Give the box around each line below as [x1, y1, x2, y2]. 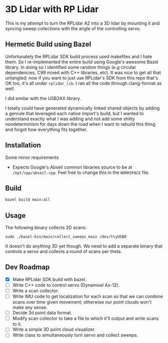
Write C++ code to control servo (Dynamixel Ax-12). [12, 282, 120, 288]
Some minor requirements [5, 154, 59, 160]
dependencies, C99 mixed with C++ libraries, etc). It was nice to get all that [5, 69, 161, 75]
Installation [5, 141, 41, 149]
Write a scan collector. [12, 288, 59, 294]
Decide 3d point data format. [12, 310, 72, 316]
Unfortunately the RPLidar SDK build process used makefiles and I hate [5, 53, 152, 59]
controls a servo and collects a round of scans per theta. [5, 248, 122, 254]
